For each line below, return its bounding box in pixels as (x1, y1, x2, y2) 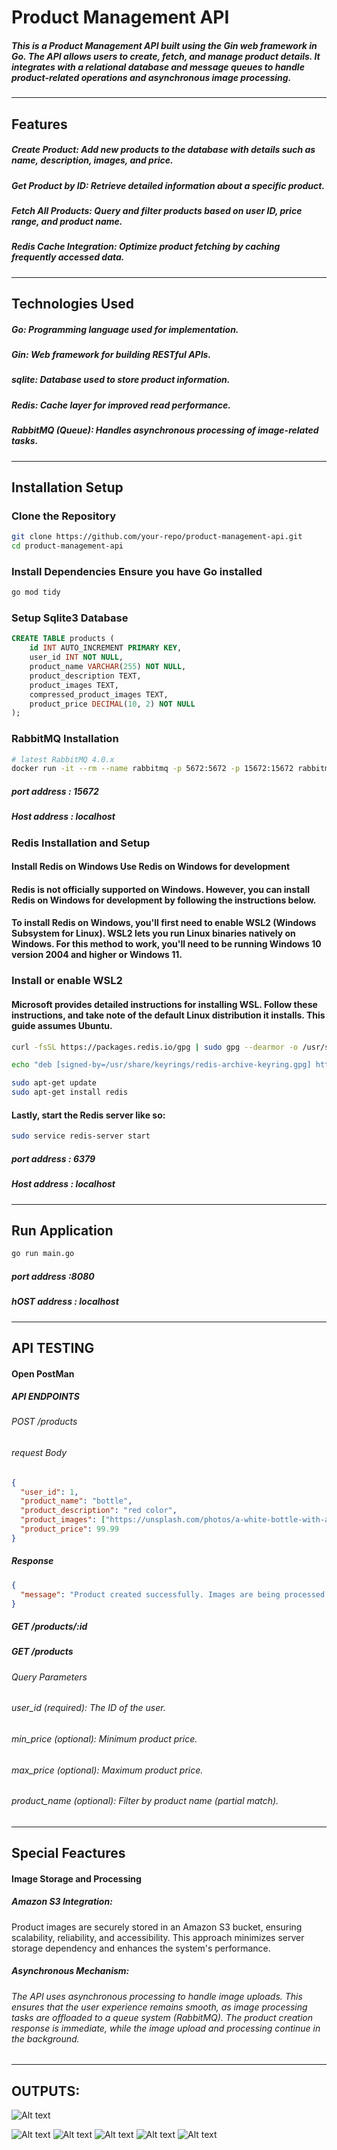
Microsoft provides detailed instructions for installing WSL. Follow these (11, 998, 318, 1010)
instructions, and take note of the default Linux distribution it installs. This (11, 1009, 326, 1021)
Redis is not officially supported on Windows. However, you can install (11, 883, 311, 895)
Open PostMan (11, 1367, 75, 1380)
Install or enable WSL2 (11, 974, 123, 988)
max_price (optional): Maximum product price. (11, 1764, 204, 1776)
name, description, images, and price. (11, 154, 174, 166)
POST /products (11, 1416, 78, 1428)
